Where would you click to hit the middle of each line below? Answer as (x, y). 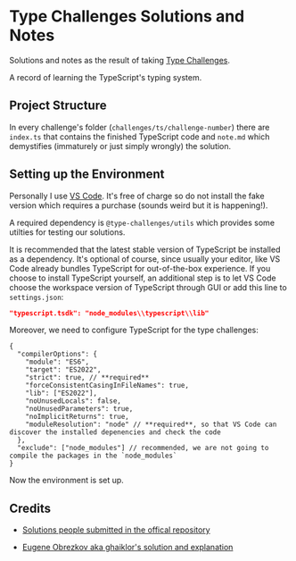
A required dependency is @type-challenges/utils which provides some (142, 222)
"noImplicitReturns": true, (77, 417)
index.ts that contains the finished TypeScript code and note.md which (140, 137)
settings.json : (37, 297)
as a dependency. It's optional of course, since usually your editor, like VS (145, 259)
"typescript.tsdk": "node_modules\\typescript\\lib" (109, 313)
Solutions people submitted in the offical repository (116, 530)
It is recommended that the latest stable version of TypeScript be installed (145, 249)
